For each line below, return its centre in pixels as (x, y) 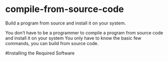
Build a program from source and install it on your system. (66, 23)
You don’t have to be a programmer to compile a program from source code (84, 32)
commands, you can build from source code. (52, 43)
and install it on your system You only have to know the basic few (73, 38)
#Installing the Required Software (40, 53)
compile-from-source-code (65, 9)
